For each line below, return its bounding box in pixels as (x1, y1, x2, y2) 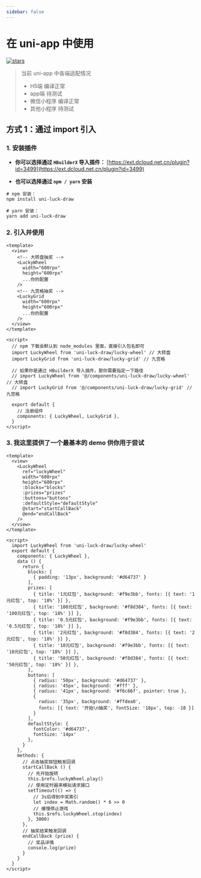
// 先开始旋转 (28, 770, 59, 777)
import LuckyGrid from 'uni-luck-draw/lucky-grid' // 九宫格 (11, 356, 165, 362)
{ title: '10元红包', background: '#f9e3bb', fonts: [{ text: (32, 642, 190, 648)
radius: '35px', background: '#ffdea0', (38, 698, 141, 704)
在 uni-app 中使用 (6, 37, 94, 50)
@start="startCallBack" (22, 505, 82, 511)
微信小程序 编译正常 (29, 97, 79, 104)
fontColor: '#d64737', (32, 726, 90, 732)
